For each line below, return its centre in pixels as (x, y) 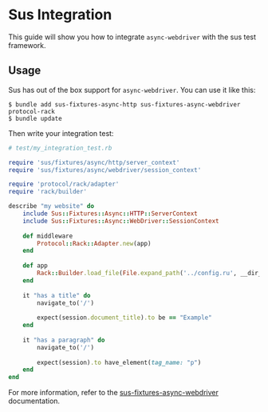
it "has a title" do (57, 295)
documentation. (34, 401)
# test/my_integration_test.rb (60, 148)
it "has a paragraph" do (64, 340)
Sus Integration (60, 15)
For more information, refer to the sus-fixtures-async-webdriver (114, 393)
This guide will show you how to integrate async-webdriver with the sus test (132, 37)
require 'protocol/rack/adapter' (64, 184)
